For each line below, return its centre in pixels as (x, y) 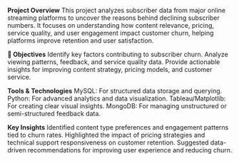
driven (17, 150)
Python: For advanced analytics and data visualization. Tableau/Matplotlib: (117, 98)
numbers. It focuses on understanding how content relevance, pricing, (111, 25)
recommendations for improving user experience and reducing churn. (130, 150)
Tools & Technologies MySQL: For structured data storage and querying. (115, 91)
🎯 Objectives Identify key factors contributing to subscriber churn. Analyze (118, 54)
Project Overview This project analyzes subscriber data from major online (117, 10)
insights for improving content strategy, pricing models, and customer (110, 69)
